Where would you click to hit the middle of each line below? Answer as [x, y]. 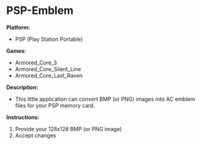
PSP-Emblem [40, 11]
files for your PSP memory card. [55, 105]
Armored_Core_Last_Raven [49, 75]
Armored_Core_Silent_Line [48, 69]
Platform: [18, 27]
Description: [22, 87]
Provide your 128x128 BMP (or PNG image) [68, 129]
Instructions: [23, 117]
